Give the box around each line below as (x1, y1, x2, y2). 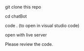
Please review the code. (5, 41, 53, 47)
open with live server (5, 32, 47, 38)
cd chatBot (5, 13, 27, 19)
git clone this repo (5, 4, 41, 10)
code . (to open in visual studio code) (5, 23, 80, 28)
